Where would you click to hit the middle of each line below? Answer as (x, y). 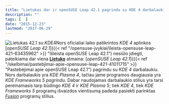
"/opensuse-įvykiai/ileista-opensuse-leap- (112, 48)
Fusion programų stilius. (30, 96)
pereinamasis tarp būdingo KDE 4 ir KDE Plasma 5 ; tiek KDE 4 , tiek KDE (79, 85)
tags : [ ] (17, 19)
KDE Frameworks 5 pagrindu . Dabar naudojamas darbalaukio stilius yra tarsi (84, 80)
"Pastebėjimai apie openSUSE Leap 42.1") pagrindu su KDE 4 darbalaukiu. (82, 70)
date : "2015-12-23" (26, 24)
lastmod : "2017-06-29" (29, 29)
